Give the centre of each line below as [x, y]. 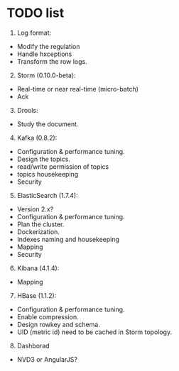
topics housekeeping [48, 174]
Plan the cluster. [40, 224]
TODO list [36, 13]
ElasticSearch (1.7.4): [48, 195]
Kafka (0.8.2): [37, 138]
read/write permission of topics [63, 166]
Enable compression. [48, 316]
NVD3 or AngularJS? [47, 359]
